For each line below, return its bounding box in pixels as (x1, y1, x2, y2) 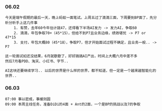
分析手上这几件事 (8, 20, 38, 25)
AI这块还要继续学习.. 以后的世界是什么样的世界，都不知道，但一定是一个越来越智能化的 (5, 68, 156, 73)
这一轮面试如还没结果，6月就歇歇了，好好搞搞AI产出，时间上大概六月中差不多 (5, 54, 138, 59)
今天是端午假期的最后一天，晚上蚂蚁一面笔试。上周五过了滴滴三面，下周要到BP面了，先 (5, 16, 153, 20)
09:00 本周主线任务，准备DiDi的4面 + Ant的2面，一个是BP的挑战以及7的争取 (5, 102, 141, 107)
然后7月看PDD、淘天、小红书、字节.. (5, 59, 69, 64)
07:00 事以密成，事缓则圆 (5, 96, 51, 101)
